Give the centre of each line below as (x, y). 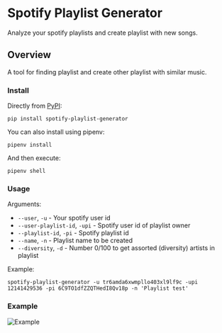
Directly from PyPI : (35, 106)
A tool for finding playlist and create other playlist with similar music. (107, 72)
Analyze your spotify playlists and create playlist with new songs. (102, 33)
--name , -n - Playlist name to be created (75, 241)
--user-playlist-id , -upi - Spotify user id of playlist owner (104, 225)
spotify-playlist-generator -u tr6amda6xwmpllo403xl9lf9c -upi (103, 282)
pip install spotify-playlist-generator (68, 119)
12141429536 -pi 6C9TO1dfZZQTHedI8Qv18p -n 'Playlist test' (98, 288)
